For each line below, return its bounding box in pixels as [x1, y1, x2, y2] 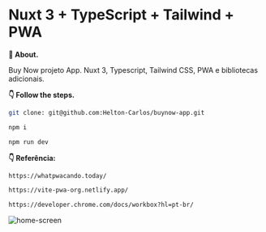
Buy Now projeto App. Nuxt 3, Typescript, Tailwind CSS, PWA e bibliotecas [8, 65, 258, 74]
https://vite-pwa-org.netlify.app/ [8, 186, 129, 195]
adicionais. [8, 74, 45, 83]
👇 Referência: [8, 153, 56, 162]
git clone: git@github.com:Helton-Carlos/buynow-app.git [8, 108, 205, 116]
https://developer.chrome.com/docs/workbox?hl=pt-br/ [8, 200, 195, 209]
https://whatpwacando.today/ [8, 171, 107, 179]
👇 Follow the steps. [8, 90, 75, 99]
